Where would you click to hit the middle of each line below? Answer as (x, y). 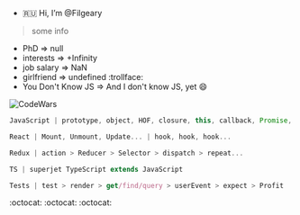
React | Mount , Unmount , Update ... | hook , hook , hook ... (120, 137)
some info (50, 31)
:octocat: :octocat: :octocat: (61, 202)
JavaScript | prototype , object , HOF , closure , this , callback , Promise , (151, 121)
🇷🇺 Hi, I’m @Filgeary (62, 13)
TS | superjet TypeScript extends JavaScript (96, 169)
